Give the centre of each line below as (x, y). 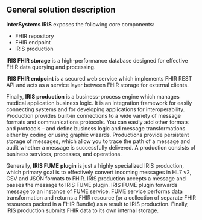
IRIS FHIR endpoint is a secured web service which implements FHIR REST (99, 78)
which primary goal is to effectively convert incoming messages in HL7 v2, (99, 172)
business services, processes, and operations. (64, 154)
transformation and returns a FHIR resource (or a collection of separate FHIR (101, 197)
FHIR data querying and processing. (51, 67)
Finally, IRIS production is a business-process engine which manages (93, 96)
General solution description (61, 10)
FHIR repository (34, 36)
